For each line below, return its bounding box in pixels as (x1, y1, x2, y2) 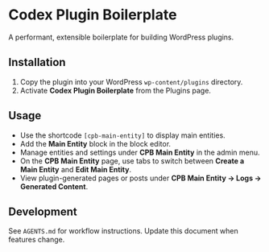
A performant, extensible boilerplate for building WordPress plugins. (8, 32, 234, 42)
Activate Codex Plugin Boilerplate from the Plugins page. (19, 85, 212, 95)
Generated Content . (19, 181, 89, 191)
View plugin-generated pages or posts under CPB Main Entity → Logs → (19, 173, 262, 183)
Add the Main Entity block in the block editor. (19, 138, 172, 148)
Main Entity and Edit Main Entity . (19, 164, 132, 174)
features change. (8, 235, 65, 245)
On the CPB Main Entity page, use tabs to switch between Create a (19, 155, 245, 166)
